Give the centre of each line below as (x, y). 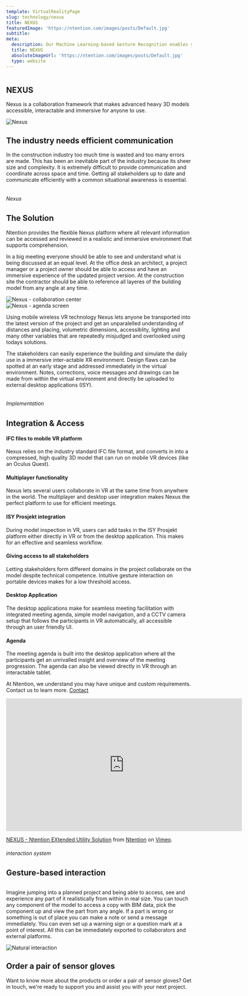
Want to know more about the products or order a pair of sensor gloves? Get (99, 980)
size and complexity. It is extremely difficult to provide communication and (96, 167)
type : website (29, 61)
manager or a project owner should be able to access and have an (86, 269)
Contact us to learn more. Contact (47, 690)
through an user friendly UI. (39, 627)
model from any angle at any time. (48, 288)
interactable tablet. (29, 672)
